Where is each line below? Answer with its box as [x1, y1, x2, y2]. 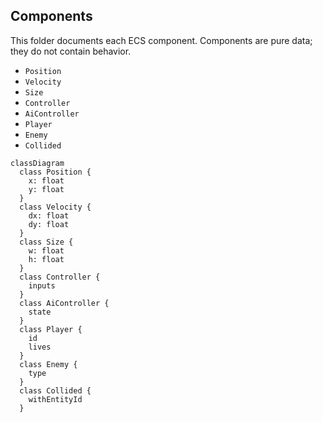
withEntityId [28, 394, 83, 404]
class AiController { [19, 298, 110, 308]
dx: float [28, 210, 70, 221]
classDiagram [10, 158, 65, 168]
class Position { [19, 167, 92, 177]
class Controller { [19, 272, 101, 282]
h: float [28, 254, 65, 264]
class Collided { [19, 385, 92, 396]
